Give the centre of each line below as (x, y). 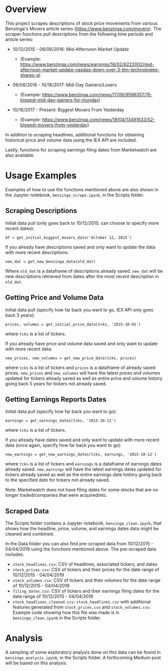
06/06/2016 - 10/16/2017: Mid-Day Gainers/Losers (65, 85)
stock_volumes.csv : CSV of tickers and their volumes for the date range (87, 580)
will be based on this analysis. (36, 663)
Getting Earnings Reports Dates (56, 399)
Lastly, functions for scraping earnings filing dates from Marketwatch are (81, 149)
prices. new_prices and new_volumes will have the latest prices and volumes (83, 373)
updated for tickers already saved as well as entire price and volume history (84, 378)
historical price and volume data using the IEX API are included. (71, 140)
